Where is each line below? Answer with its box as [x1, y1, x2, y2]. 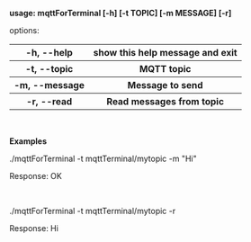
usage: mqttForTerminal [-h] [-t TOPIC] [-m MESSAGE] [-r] [9, 8, 232, 18]
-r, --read [25, 95, 73, 107]
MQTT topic [139, 63, 192, 75]
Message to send [127, 79, 204, 91]
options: [9, 25, 40, 35]
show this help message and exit [93, 47, 238, 58]
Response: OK [9, 171, 63, 181]
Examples [9, 136, 48, 147]
